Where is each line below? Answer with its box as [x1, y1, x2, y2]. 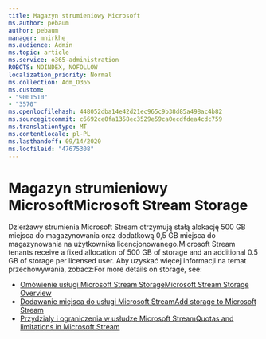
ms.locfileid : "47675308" [8, 145, 94, 153]
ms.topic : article [8, 49, 69, 56]
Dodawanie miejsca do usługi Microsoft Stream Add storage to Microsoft [19, 297, 257, 306]
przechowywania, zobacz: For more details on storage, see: [8, 264, 203, 275]
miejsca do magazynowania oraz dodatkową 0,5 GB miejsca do [8, 231, 217, 240]
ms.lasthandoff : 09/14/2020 [8, 137, 102, 146]
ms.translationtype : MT [8, 123, 88, 131]
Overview [19, 288, 52, 298]
